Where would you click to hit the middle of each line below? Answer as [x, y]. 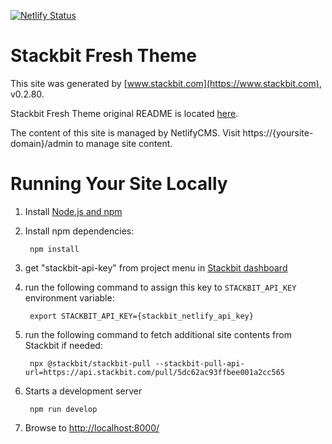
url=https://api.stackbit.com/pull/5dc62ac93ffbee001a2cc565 [155, 372]
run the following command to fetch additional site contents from [158, 334]
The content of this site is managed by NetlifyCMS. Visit [125, 132]
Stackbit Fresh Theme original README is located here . [124, 113]
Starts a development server [83, 391]
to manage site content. [124, 143]
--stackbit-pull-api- [199, 363]
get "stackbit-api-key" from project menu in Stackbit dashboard [156, 267]
